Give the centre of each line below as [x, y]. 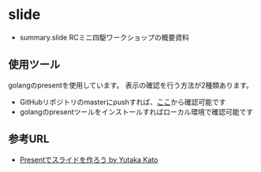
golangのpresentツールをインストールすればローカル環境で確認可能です [136, 111]
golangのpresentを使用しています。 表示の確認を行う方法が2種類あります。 [131, 85]
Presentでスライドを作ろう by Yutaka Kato [89, 159]
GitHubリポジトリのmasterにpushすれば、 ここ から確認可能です [123, 102]
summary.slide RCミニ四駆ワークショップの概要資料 [104, 37]
